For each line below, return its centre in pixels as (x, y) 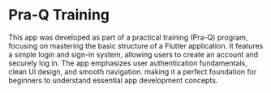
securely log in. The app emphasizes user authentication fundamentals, (128, 63)
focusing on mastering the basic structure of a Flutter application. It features (136, 45)
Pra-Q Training (59, 15)
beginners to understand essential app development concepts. (113, 80)
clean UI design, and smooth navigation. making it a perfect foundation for (133, 71)
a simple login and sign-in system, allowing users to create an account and (133, 54)
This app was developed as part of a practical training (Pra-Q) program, (128, 37)
